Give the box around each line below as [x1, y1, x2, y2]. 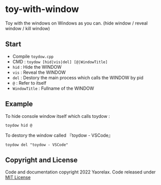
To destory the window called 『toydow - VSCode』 [5, 132, 113, 138]
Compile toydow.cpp [12, 53, 54, 59]
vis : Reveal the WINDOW [12, 69, 66, 75]
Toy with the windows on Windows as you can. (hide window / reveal [5, 20, 148, 26]
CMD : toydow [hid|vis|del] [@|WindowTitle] [12, 59, 108, 65]
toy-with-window [5, 4, 79, 15]
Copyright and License [5, 155, 78, 164]
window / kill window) [5, 25, 50, 31]
